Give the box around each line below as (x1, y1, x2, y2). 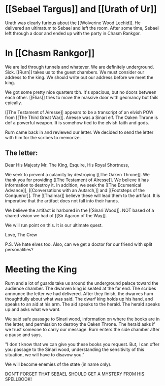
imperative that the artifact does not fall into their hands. (5, 197, 119, 203)
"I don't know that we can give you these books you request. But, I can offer (5, 341, 160, 347)
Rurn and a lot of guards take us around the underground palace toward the (5, 280, 159, 286)
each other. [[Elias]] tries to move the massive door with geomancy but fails (5, 94, 159, 100)
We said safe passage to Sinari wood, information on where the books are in (5, 316, 160, 322)
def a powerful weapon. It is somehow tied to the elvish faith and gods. (5, 119, 149, 125)
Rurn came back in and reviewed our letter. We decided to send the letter (5, 129, 154, 135)
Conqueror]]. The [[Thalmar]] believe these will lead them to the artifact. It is (5, 193, 160, 198)
